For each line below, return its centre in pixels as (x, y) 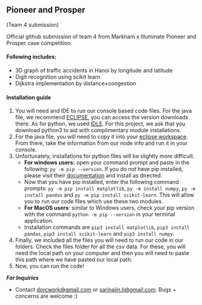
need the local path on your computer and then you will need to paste (102, 253)
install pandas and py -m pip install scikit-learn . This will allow (109, 195)
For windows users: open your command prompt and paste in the (107, 163)
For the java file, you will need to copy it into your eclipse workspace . (101, 137)
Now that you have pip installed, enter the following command (101, 182)
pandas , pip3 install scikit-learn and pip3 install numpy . (99, 234)
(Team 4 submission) (33, 24)
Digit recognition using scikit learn (58, 77)
